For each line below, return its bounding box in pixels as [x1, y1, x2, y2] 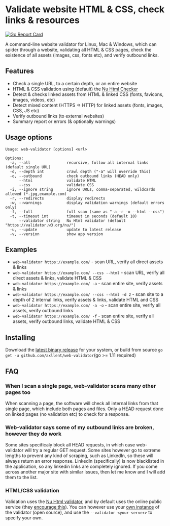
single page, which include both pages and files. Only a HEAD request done [5, 406, 164, 412]
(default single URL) [5, 164, 51, 169]
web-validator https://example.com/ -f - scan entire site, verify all [12, 313, 154, 319]
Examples [5, 245, 37, 254]
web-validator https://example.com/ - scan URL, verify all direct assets [12, 259, 163, 265]
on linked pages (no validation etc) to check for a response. [5, 411, 130, 417]
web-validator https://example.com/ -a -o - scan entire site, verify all [12, 302, 161, 308]
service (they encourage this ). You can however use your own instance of [5, 504, 160, 510]
